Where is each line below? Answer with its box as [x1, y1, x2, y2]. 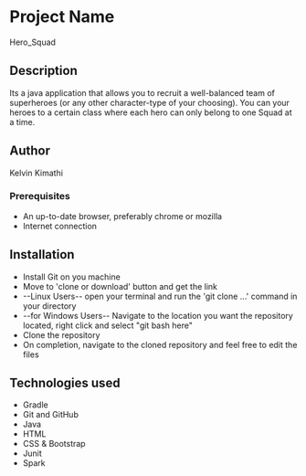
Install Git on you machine [22, 271, 121, 282]
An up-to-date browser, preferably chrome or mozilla [22, 210, 222, 221]
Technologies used [9, 376, 121, 391]
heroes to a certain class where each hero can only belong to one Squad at [9, 107, 292, 118]
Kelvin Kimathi [9, 167, 64, 178]
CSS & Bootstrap [22, 439, 86, 450]
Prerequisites [9, 190, 70, 203]
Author [9, 143, 50, 159]
